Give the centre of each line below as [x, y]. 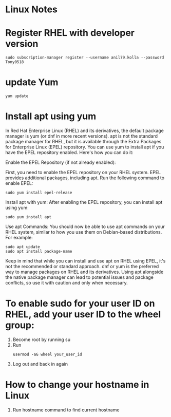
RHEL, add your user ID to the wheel [83, 315]
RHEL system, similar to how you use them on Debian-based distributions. [84, 232]
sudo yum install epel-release [39, 193]
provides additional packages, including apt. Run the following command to [85, 178]
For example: [19, 238]
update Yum [32, 82]
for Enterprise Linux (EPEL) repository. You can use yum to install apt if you [85, 147]
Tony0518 [15, 62]
